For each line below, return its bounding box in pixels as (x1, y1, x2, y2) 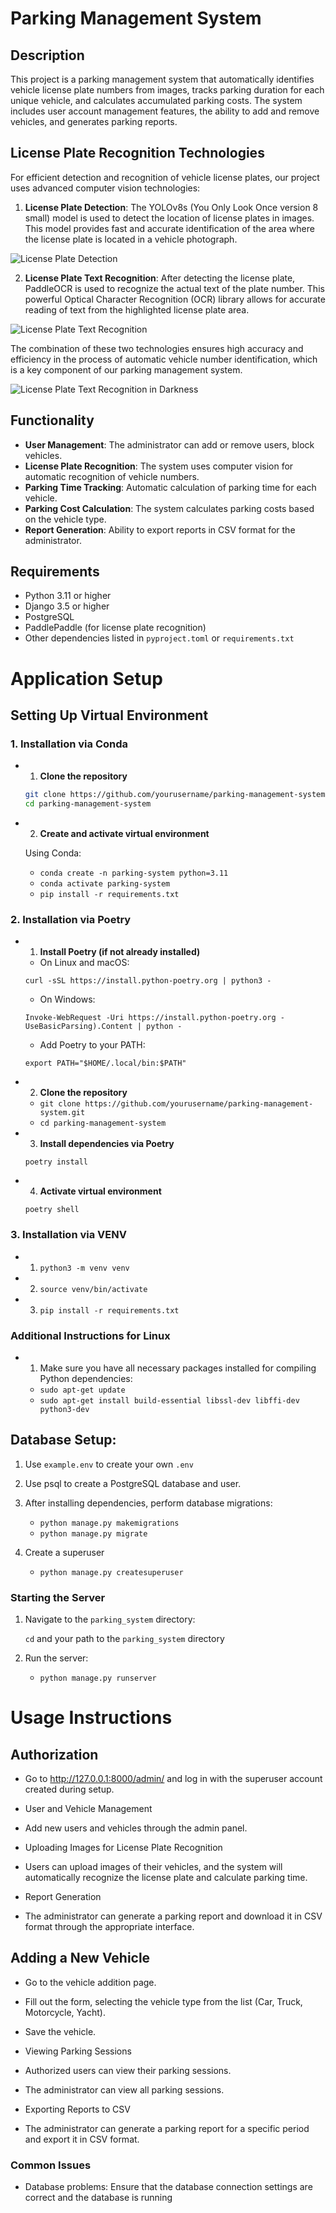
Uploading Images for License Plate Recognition (24, 1842, 223, 1854)
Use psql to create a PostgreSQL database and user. (24, 1477, 242, 1489)
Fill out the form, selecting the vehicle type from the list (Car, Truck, (24, 1995, 303, 2007)
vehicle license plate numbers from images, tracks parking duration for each (10, 84, 325, 96)
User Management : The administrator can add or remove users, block (24, 438, 315, 451)
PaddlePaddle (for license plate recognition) (24, 622, 207, 634)
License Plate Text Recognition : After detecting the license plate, (24, 272, 296, 284)
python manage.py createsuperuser (39, 1567, 184, 1577)
